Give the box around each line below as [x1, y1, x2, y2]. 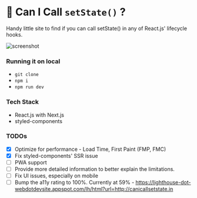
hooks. [6, 31, 23, 38]
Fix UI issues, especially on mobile [14, 172, 99, 179]
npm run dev [14, 84, 44, 90]
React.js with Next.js [14, 111, 65, 118]
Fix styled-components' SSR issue [14, 152, 98, 159]
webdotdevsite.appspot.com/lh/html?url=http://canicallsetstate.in [14, 186, 173, 193]
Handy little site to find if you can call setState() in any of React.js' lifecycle [6, 25, 187, 32]
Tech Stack [6, 98, 39, 106]
